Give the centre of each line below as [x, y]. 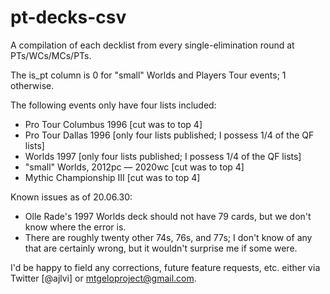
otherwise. [32, 85]
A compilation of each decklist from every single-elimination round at [152, 45]
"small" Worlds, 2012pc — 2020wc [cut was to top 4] [134, 167]
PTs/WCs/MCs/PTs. [51, 55]
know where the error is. [75, 227]
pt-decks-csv [68, 17]
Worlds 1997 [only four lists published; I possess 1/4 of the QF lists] [163, 156]
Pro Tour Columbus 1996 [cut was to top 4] [113, 124]
